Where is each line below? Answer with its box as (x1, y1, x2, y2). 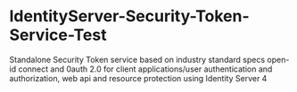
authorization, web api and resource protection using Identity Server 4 (9, 73, 268, 83)
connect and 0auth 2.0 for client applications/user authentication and (17, 64, 273, 74)
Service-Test (9, 25, 107, 45)
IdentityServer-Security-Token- (9, 6, 250, 27)
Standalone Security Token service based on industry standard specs (9, 54, 266, 65)
